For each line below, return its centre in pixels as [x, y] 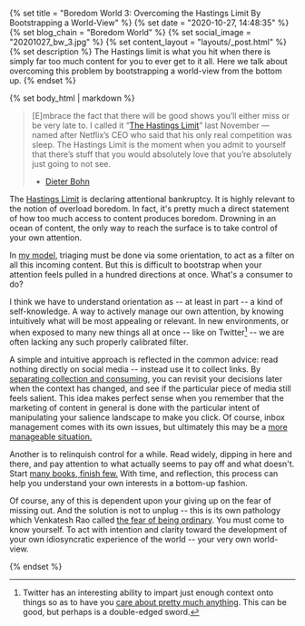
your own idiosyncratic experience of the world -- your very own [130, 539]
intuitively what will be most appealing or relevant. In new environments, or [149, 321]
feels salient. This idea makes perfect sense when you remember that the [147, 397]
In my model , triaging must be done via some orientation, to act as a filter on [152, 255]
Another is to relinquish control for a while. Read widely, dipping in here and [151, 454]
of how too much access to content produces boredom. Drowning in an [143, 218]
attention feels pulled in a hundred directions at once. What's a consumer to [151, 274]
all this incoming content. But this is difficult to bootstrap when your [136, 265]
